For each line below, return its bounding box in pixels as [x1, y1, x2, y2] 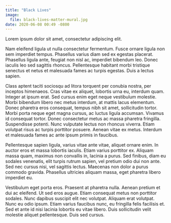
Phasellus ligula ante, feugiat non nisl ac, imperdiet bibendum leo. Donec [5, 57, 158, 63]
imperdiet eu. [5, 175, 33, 181]
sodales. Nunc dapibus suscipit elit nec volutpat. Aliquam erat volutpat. [5, 195, 155, 201]
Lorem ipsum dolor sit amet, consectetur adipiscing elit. [5, 36, 123, 42]
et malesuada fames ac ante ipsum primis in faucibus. [5, 132, 118, 138]
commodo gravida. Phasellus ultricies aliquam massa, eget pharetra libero [5, 169, 161, 175]
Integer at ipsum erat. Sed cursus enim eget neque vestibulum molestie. [5, 94, 157, 100]
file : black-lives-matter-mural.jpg [10, 17, 88, 22]
